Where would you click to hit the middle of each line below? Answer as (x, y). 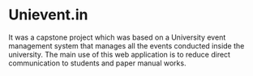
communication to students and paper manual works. (97, 63)
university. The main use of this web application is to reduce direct (120, 54)
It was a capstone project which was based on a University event (117, 37)
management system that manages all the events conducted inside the (126, 45)
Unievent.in (48, 15)
